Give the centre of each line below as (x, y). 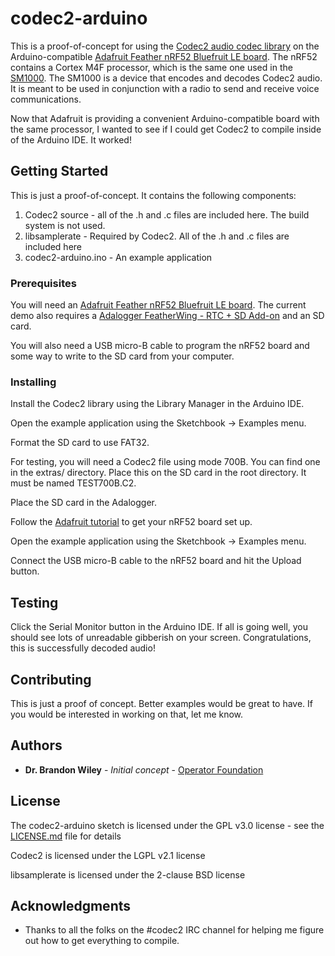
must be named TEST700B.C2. (73, 483)
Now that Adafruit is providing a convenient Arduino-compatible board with (165, 118)
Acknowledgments (71, 905)
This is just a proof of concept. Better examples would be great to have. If (162, 703)
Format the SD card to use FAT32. (80, 443)
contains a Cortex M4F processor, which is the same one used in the (151, 67)
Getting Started (59, 171)
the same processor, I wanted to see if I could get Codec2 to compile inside (166, 129)
